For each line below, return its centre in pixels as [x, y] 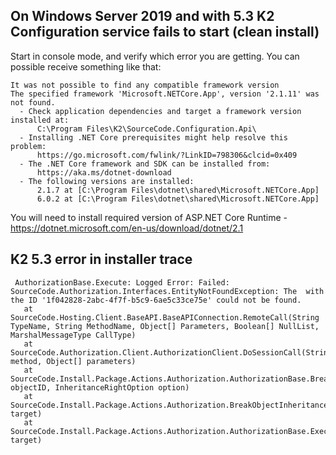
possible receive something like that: [86, 66]
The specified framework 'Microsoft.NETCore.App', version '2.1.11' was [165, 94]
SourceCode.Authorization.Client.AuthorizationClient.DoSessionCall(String [171, 352]
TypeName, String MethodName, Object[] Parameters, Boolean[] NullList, [165, 326]
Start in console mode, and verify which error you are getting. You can [155, 56]
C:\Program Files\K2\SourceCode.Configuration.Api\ [146, 129]
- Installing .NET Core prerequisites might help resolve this [153, 137]
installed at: [40, 120]
